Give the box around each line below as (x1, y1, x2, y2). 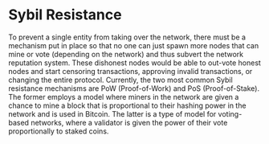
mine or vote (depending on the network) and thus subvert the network (8, 49, 243, 59)
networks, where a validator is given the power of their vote (31, 117, 228, 127)
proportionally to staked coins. (8, 126, 109, 136)
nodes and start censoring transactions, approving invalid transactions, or (8, 66, 253, 76)
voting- (218, 109, 243, 118)
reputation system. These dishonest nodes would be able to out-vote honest (8, 58, 261, 68)
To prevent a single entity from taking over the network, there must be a (8, 32, 247, 42)
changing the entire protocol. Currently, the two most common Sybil (8, 75, 233, 84)
